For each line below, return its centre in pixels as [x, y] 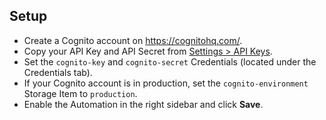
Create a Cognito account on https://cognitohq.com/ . [133, 40]
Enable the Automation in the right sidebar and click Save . [143, 104]
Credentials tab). [58, 72]
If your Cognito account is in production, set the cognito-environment [166, 83]
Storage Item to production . [80, 93]
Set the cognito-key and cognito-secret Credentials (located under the [170, 61]
